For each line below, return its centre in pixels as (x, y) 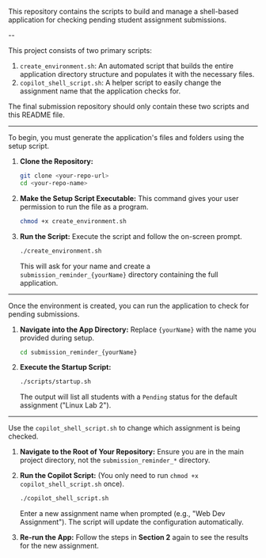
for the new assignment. (59, 546)
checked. (23, 437)
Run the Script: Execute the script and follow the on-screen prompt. (131, 236)
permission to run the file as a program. (84, 207)
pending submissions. (44, 314)
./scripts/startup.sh (55, 382)
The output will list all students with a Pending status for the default (128, 397)
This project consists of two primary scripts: (80, 50)
